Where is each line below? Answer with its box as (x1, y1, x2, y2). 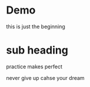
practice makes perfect (6, 63, 63, 70)
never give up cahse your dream (6, 74, 85, 81)
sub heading (6, 43, 69, 57)
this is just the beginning (6, 23, 66, 30)
